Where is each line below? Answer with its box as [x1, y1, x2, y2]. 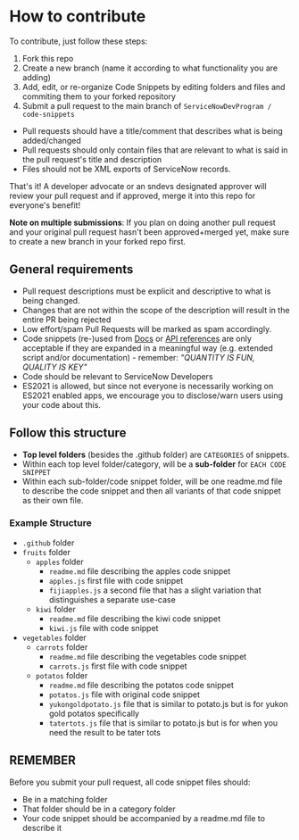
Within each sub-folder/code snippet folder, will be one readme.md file [21, 476, 283, 487]
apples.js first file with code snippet [48, 575, 184, 586]
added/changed [21, 135, 82, 146]
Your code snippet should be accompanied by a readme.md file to [21, 812, 266, 823]
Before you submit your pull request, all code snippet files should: [9, 777, 251, 787]
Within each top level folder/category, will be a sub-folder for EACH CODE [21, 458, 287, 470]
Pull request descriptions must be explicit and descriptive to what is [21, 286, 271, 296]
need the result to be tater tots [48, 727, 161, 737]
